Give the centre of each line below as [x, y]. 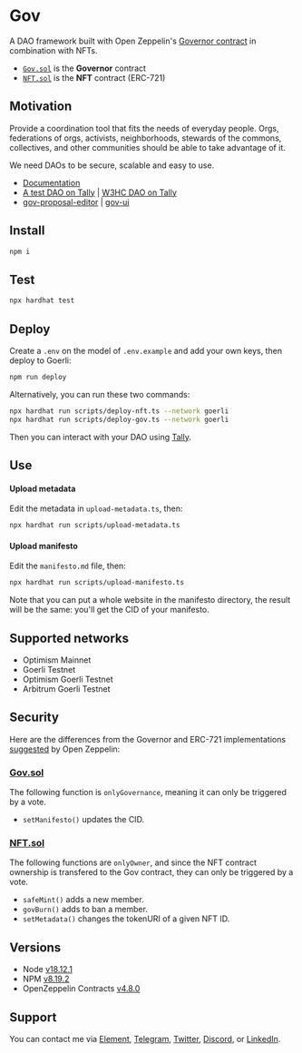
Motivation [41, 107]
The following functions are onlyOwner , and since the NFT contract [133, 862]
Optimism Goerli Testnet [68, 679]
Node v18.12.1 [47, 969]
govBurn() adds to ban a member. [85, 910]
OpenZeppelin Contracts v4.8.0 [81, 989]
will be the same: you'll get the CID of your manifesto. [110, 610]
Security [34, 718]
